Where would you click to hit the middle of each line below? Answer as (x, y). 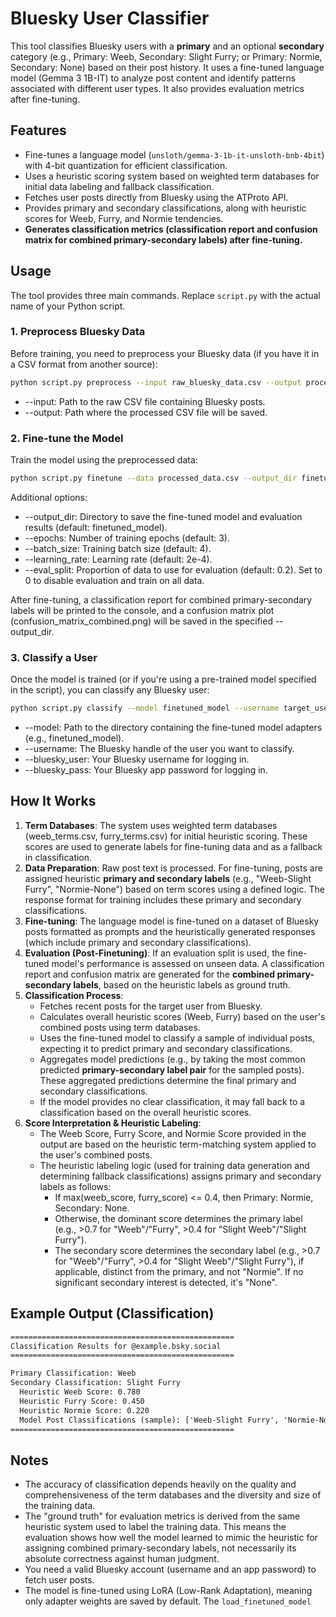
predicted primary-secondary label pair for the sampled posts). (172, 1069)
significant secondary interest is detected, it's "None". (166, 1282)
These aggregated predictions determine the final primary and (168, 1080)
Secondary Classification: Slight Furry (96, 1383)
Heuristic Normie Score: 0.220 (84, 1410)
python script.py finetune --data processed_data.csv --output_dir (154, 478)
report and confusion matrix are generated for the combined (150, 974)
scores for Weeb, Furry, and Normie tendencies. (124, 218)
